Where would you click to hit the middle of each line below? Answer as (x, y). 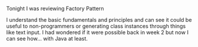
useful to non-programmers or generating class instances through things (96, 26)
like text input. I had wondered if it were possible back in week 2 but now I (98, 32)
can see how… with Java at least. (47, 38)
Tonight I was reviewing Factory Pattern (55, 9)
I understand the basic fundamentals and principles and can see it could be (99, 20)
